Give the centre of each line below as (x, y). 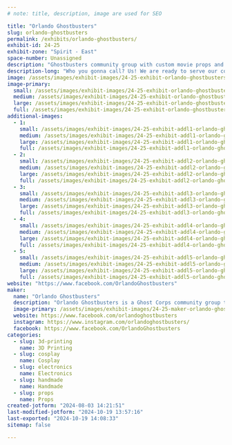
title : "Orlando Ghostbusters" (52, 26)
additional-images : (35, 116)
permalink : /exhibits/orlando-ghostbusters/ (72, 39)
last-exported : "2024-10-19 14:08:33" (63, 419)
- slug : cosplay (37, 354)
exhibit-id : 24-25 (33, 46)
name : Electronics (46, 374)
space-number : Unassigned (44, 58)
